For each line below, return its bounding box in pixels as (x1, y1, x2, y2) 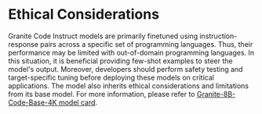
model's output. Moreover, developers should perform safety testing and (8, 64, 243, 73)
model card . (58, 98, 98, 107)
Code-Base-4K (8, 98, 57, 107)
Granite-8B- (196, 89, 236, 98)
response (8, 39, 39, 48)
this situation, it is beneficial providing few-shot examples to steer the (8, 56, 233, 66)
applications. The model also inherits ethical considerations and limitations (8, 80, 249, 91)
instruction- (199, 31, 238, 41)
